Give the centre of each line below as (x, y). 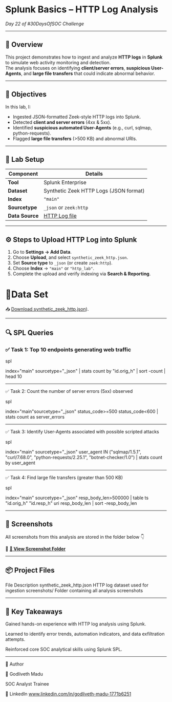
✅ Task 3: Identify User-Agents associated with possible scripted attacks (82, 431)
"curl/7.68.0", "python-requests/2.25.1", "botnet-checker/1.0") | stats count (84, 457)
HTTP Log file (60, 216)
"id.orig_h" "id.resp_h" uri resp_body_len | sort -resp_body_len (71, 503)
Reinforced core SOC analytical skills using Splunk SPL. (64, 649)
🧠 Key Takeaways (34, 611)
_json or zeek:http (66, 207)
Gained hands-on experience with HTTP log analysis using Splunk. (76, 624)
